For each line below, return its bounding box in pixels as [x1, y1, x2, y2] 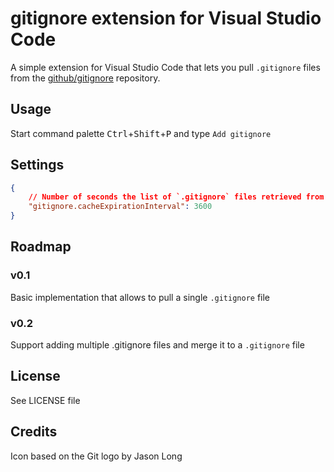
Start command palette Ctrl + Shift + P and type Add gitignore [10, 127, 272, 139]
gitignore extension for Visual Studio [10, 7, 322, 30]
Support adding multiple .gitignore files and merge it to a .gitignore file [10, 339, 305, 351]
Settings [10, 157, 65, 174]
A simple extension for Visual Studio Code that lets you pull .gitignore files [10, 61, 321, 73]
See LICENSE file [10, 394, 81, 406]
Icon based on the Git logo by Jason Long [10, 450, 183, 462]
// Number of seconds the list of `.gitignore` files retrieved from [28, 192, 325, 202]
